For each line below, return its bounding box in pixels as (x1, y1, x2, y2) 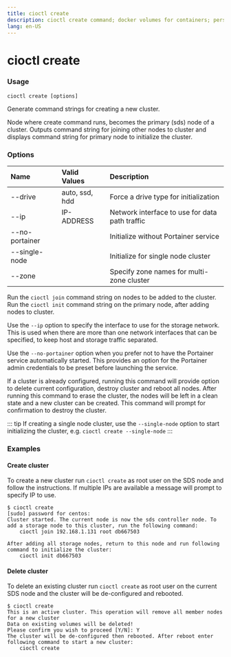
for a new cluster (7, 615, 60, 622)
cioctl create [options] (7, 92, 78, 100)
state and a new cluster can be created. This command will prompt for (7, 399, 206, 407)
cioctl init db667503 (19, 552, 81, 559)
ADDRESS (61, 216, 94, 226)
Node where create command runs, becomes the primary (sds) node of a (7, 118, 214, 126)
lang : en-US (7, 23, 41, 30)
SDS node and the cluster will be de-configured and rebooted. (7, 590, 184, 598)
